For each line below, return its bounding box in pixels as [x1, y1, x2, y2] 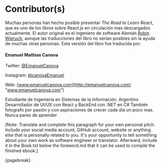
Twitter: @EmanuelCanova [5, 63, 59, 69]
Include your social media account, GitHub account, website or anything [5, 127, 151, 133]
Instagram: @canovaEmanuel [5, 72, 65, 78]
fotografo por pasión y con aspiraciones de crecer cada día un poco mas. [5, 107, 154, 113]
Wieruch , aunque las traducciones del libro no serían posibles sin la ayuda [5, 35, 156, 41]
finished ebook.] [5, 148, 38, 154]
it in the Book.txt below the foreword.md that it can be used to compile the [5, 142, 156, 148]
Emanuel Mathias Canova [5, 52, 58, 57]
